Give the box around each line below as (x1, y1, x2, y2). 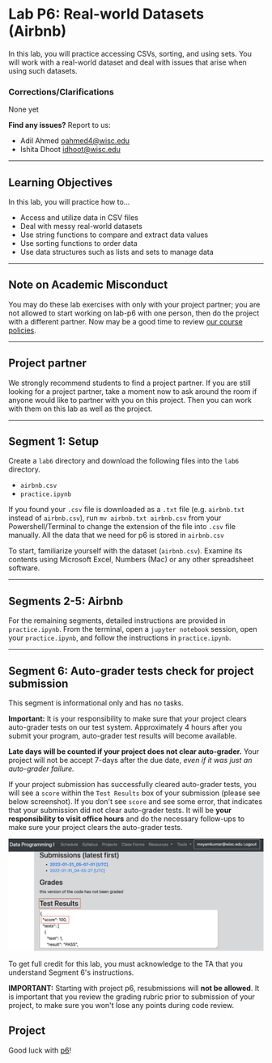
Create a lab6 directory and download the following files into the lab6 (8, 456, 240, 466)
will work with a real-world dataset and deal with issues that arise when (8, 57, 247, 67)
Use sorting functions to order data (19, 239, 138, 248)
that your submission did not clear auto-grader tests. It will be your (8, 806, 232, 815)
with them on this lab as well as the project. (8, 404, 153, 413)
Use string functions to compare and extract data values (19, 230, 209, 239)
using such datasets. (8, 66, 79, 75)
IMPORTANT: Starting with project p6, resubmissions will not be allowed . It (8, 984, 260, 993)
